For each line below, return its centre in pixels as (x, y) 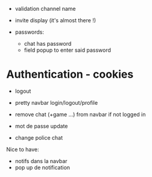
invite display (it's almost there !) (55, 20)
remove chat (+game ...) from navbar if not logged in (80, 114)
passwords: (29, 32)
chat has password (48, 44)
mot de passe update (41, 126)
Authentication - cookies (70, 74)
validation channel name (45, 9)
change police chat (39, 137)
